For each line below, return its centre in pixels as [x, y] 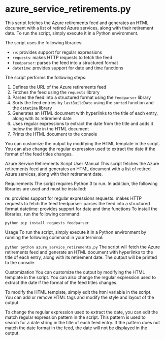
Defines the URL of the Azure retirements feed [59, 87]
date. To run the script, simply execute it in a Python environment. [72, 33]
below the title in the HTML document [50, 128]
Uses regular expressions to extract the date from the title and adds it [83, 124]
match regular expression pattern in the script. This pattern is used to [76, 317]
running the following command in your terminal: [54, 237]
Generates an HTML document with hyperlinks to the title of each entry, [85, 113]
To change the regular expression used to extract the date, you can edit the [82, 312]
